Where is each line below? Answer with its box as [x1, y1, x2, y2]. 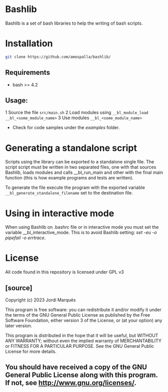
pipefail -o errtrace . [5, 235, 46, 241]
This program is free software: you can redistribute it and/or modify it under [5, 307, 161, 313]
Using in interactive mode [5, 208, 114, 219]
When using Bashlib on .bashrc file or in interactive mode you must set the [5, 224, 159, 230]
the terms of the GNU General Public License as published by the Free [5, 312, 150, 318]
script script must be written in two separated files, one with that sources [5, 164, 156, 170]
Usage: [5, 96, 29, 105]
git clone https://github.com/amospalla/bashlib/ [5, 54, 111, 59]
